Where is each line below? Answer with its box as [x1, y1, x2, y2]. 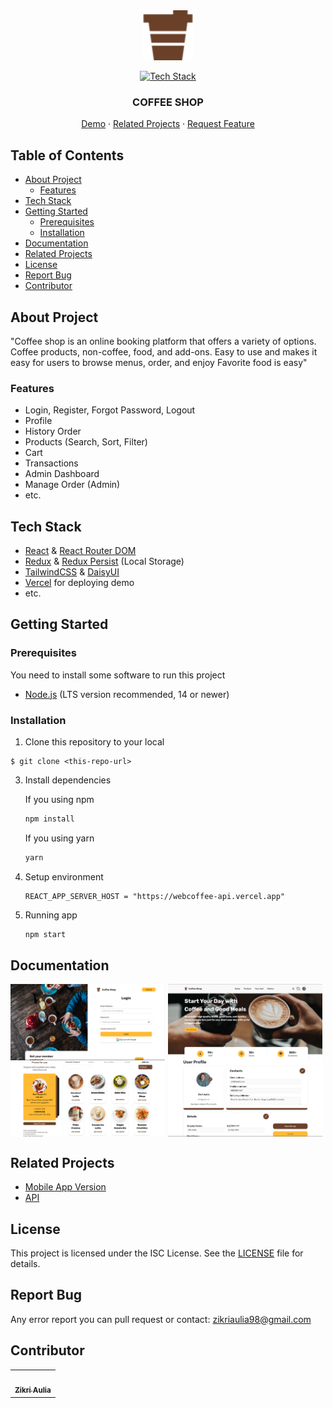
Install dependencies [24, 774, 112, 786]
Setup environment [24, 870, 104, 883]
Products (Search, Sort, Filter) [24, 436, 148, 448]
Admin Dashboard [24, 468, 100, 480]
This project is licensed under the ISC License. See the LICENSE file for [10, 1247, 304, 1259]
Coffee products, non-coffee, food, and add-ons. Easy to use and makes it [10, 345, 318, 358]
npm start [24, 929, 67, 939]
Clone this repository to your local [24, 736, 165, 748]
